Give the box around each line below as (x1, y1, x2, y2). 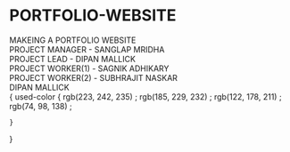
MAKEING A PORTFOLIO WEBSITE (9, 35, 137, 45)
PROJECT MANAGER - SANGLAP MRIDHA (9, 44, 165, 54)
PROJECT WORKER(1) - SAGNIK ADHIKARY (9, 63, 170, 74)
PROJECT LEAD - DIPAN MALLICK (9, 53, 137, 64)
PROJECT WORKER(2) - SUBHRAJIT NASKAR (9, 72, 178, 83)
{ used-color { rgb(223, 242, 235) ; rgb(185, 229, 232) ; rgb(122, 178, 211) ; (9, 91, 283, 102)
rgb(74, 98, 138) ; (9, 100, 73, 111)
